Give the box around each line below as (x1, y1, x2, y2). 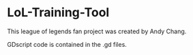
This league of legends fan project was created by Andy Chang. (7, 27, 187, 35)
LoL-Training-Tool (7, 5, 110, 20)
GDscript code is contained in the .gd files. (7, 40, 128, 48)
